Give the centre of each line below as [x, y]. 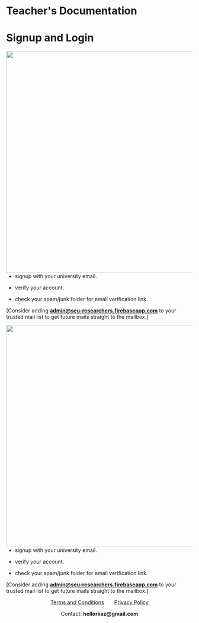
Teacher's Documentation [72, 11]
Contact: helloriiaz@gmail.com [99, 614]
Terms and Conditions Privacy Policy [99, 602]
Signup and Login [50, 38]
